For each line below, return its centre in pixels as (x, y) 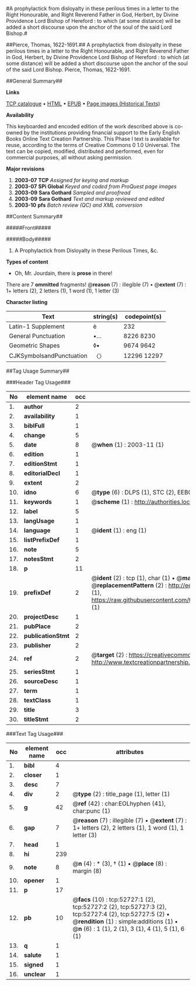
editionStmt (41, 464)
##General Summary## (34, 81)
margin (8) (87, 871)
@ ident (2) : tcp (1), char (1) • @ (137, 578)
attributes (130, 752)
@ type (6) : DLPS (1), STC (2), (134, 492)
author (34, 407)
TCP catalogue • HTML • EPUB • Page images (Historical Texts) (83, 104)
